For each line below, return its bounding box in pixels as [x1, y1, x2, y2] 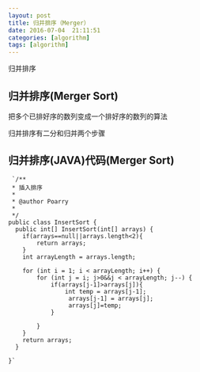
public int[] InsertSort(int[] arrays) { [15, 225, 154, 233]
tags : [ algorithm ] [8, 41, 69, 49]
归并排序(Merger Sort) [8, 89, 119, 103]
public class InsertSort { [8, 218, 97, 226]
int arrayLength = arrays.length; [22, 252, 136, 261]
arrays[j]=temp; [68, 302, 123, 309]
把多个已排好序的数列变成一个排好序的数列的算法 [8, 112, 168, 121]
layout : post [8, 11, 51, 20]
